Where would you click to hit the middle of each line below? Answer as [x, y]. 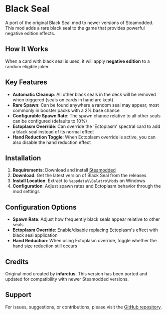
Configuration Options [41, 207]
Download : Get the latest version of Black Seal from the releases [79, 176]
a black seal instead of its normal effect [53, 131]
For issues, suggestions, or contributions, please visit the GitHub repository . [83, 307]
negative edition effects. [30, 33]
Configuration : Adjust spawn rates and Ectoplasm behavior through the [87, 186]
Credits [17, 262]
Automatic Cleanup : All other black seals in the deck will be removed [84, 94]
